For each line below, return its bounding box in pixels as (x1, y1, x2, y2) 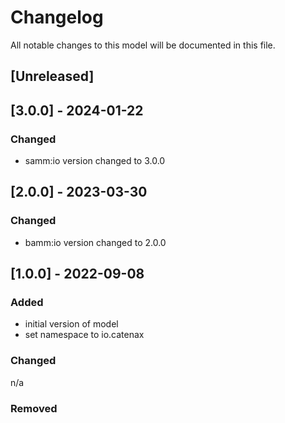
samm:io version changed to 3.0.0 (24, 155, 166, 167)
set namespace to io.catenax (24, 329, 145, 341)
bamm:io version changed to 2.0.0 (24, 236, 167, 248)
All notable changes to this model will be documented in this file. (10, 39, 276, 51)
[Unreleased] (10, 68, 95, 85)
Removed (10, 401, 58, 415)
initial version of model (24, 318, 119, 330)
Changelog (10, 6, 104, 29)
